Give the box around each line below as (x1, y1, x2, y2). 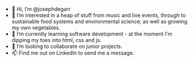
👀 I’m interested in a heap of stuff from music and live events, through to (11, 12, 186, 19)
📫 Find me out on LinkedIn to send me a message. (11, 50, 135, 56)
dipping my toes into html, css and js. (11, 37, 102, 43)
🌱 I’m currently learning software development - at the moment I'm (11, 30, 173, 37)
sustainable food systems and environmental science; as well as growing (11, 18, 188, 25)
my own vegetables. (11, 24, 61, 31)
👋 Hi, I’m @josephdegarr (11, 6, 71, 12)
